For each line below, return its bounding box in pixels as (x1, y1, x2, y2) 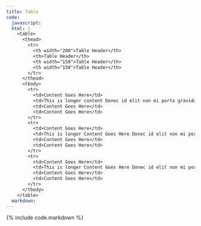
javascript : (11, 20, 42, 26)
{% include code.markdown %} (6, 214, 84, 221)
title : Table (6, 8, 39, 15)
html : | (11, 25, 31, 32)
